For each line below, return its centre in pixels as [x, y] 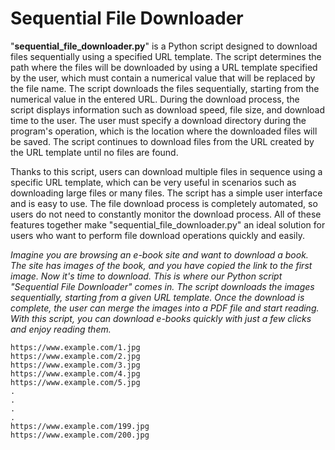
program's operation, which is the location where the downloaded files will [164, 131]
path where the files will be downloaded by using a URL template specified [164, 67]
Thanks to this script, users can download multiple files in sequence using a [166, 171]
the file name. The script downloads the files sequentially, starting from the [165, 88]
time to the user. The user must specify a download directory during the [158, 120]
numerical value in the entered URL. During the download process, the [155, 99]
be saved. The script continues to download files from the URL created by [162, 141]
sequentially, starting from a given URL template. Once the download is [157, 297]
